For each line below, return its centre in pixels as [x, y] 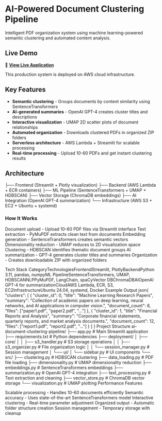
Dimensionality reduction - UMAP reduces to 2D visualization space [73, 245]
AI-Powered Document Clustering [75, 9]
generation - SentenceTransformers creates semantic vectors [67, 239]
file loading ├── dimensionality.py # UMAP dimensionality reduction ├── [78, 362]
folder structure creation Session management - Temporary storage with [78, 408]
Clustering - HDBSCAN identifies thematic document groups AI [68, 249]
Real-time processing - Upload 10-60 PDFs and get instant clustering [82, 153]
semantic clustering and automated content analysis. [58, 38]
